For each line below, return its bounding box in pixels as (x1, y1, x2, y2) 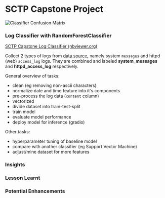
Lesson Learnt (5, 174, 41, 181)
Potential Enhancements (5, 188, 65, 195)
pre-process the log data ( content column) (12, 93, 99, 99)
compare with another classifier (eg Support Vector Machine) (12, 144, 137, 150)
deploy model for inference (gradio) (12, 119, 85, 125)
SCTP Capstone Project (5, 3, 104, 15)
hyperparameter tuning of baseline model (12, 138, 97, 144)
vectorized (12, 98, 35, 104)
